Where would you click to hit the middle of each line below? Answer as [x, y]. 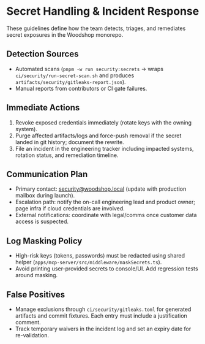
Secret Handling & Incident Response [103, 11]
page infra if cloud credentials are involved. [70, 208]
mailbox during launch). [45, 196]
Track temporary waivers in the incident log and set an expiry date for [103, 329]
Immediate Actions [43, 108]
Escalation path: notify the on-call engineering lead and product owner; [105, 202]
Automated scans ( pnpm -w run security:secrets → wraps [89, 69]
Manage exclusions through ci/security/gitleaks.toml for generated [103, 309]
